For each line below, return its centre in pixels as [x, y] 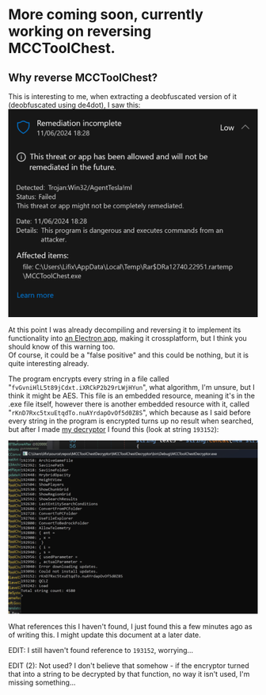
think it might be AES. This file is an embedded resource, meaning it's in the [132, 395]
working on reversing [80, 31]
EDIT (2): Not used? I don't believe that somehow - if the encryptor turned [129, 666]
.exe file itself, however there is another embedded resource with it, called [129, 404]
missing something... [42, 682]
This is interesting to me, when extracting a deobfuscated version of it [123, 96]
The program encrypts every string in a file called [89, 379]
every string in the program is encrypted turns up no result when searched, [131, 421]
